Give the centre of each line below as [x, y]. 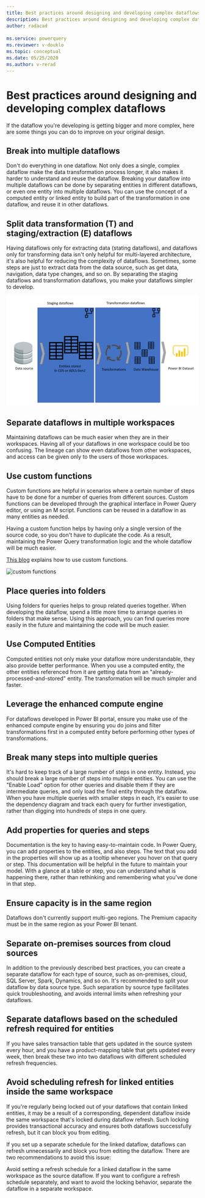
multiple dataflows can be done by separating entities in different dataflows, [102, 185]
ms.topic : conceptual [34, 52]
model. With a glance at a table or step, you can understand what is [91, 871]
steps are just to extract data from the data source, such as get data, [92, 267]
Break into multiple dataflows [63, 151]
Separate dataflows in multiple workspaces [91, 423]
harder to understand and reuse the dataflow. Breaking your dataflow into [99, 179]
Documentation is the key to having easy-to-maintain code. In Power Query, [102, 845]
